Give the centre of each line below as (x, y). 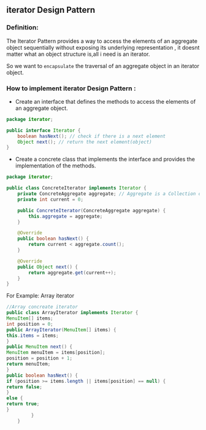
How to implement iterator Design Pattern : (71, 88)
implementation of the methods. (55, 166)
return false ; (25, 387)
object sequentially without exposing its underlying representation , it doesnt (103, 47)
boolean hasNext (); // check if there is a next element (92, 136)
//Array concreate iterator (42, 307)
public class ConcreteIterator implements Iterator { (77, 188)
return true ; (23, 404)
